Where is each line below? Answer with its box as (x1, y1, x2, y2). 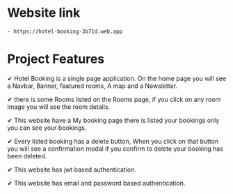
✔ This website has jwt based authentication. (7, 165, 137, 174)
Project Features (7, 51, 105, 67)
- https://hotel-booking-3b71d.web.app (7, 28, 123, 35)
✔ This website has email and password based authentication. (7, 179, 186, 187)
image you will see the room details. (7, 103, 111, 111)
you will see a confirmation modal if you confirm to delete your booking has (7, 144, 224, 153)
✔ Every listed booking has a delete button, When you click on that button (7, 137, 219, 145)
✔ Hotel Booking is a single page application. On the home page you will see (7, 74, 227, 82)
